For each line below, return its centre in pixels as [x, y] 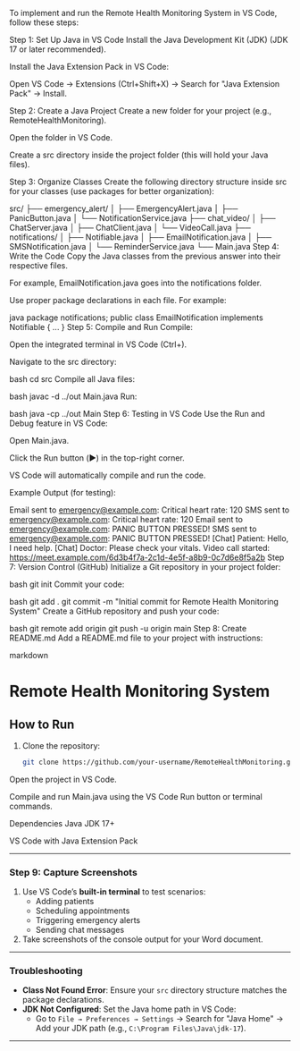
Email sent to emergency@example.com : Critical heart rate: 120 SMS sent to [150, 510]
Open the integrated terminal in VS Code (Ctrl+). [98, 344]
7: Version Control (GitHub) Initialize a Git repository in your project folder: [145, 567]
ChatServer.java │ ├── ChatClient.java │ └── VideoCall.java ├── [130, 228]
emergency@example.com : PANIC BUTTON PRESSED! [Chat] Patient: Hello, [149, 538]
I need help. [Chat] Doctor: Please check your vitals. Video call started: [140, 548]
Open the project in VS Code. [63, 779]
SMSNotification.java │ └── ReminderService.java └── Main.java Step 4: [144, 246]
